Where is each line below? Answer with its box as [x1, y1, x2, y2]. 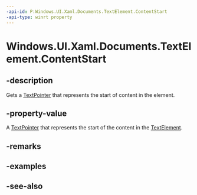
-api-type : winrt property [6, 14, 73, 20]
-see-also [6, 181, 43, 191]
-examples [6, 161, 47, 171]
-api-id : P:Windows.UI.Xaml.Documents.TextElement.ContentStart [6, 8, 168, 15]
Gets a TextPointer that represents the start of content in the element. [6, 91, 175, 98]
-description [6, 76, 53, 86]
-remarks [6, 141, 41, 151]
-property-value [6, 108, 67, 118]
